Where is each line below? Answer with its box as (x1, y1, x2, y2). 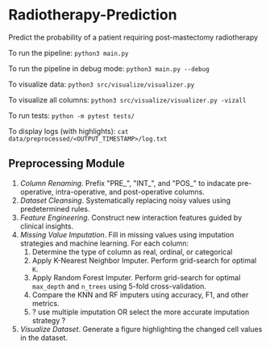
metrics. (31, 298, 60, 308)
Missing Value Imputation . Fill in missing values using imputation (19, 229, 235, 239)
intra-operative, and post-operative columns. (55, 187, 206, 196)
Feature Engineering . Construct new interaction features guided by (19, 212, 243, 222)
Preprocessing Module (8, 157, 125, 170)
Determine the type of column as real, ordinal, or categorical (31, 246, 233, 256)
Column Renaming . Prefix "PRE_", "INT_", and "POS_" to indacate (19, 178, 236, 187)
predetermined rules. (19, 204, 90, 213)
